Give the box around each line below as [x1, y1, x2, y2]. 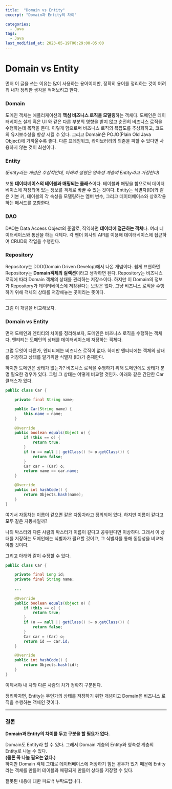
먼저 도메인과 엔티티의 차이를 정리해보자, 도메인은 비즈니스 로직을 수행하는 [5, 330, 153, 337]
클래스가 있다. [5, 378, 33, 384]
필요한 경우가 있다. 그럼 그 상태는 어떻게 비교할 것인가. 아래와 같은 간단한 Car [10, 371, 164, 378]
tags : [5, 31, 17, 36]
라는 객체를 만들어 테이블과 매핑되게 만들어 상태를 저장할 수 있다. [5, 767, 134, 774]
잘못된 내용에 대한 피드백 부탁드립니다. [5, 778, 82, 784]
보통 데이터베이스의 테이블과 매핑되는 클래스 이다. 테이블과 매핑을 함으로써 [5, 181, 151, 187]
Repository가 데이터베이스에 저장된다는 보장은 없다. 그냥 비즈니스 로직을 [10, 283, 155, 289]
